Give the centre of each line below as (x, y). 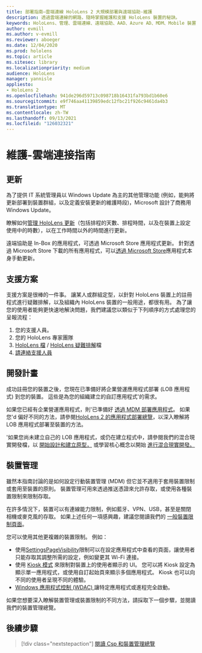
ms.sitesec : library (32, 62)
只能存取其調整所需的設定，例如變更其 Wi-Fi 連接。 (78, 557)
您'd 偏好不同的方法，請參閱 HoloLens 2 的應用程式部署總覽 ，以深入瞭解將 (98, 416)
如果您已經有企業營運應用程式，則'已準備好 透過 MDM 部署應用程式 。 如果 (98, 409)
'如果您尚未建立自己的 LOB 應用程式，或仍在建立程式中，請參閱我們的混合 (98, 437)
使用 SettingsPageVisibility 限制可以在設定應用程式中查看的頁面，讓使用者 (105, 549)
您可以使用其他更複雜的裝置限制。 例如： (57, 537)
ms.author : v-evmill (32, 34)
